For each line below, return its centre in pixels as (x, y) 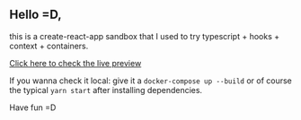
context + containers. (49, 46)
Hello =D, (35, 15)
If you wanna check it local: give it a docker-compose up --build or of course (150, 81)
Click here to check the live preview (75, 63)
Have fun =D (33, 107)
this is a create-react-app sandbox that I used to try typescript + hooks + (145, 36)
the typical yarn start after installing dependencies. (106, 90)
